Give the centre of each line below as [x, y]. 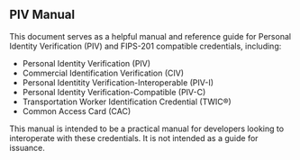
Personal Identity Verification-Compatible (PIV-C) [114, 92]
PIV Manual [42, 15]
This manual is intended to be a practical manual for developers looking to [147, 129]
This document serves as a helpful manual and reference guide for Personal [150, 36]
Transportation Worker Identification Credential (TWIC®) [127, 102]
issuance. [27, 147]
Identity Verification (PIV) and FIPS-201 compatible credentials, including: [145, 46]
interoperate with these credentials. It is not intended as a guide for [134, 138]
